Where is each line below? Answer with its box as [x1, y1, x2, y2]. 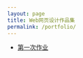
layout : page [7, 10, 45, 17]
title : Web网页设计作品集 [7, 17, 75, 24]
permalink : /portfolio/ [7, 23, 77, 30]
